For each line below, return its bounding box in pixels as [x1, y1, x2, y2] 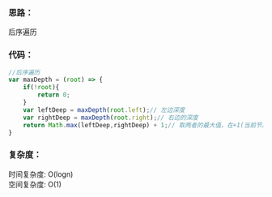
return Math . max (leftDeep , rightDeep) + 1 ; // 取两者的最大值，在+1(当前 [23, 121, 257, 129]
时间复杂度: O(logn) [8, 169, 74, 179]
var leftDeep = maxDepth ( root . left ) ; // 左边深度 [23, 105, 185, 114]
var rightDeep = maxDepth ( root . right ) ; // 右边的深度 [23, 113, 198, 122]
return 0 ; [37, 91, 70, 99]
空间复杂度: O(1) [8, 179, 62, 189]
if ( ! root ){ [23, 84, 60, 92]
